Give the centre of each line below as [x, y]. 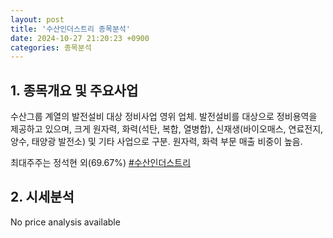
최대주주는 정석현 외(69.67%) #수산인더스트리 [101, 163]
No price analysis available [65, 222]
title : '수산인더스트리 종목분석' [70, 29]
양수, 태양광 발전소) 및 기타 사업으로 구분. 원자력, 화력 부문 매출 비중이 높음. [156, 142]
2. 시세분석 [42, 197]
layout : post [37, 19]
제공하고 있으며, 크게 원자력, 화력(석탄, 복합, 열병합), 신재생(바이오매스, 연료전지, [167, 129]
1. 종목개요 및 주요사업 [74, 90]
